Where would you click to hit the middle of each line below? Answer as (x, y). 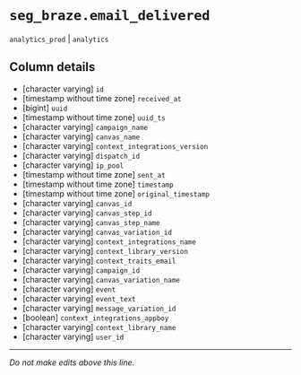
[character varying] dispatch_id (81, 155)
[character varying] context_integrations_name (109, 241)
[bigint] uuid (45, 108)
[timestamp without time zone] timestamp (98, 184)
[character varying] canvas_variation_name (101, 279)
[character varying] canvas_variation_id (97, 231)
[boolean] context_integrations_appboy (95, 318)
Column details (52, 67)
